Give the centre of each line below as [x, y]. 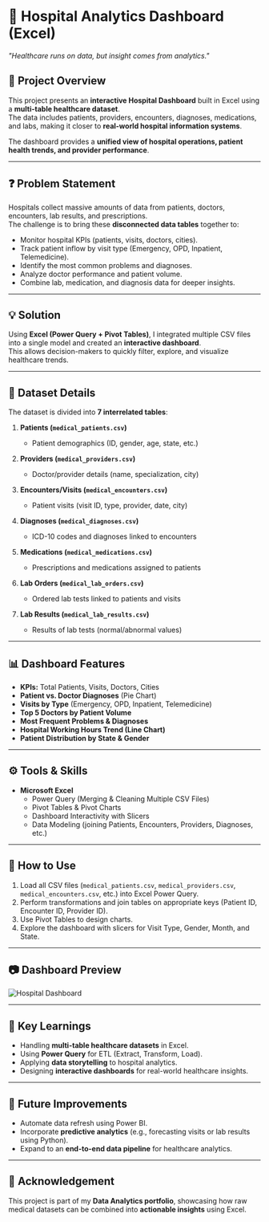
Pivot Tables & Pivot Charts [76, 807]
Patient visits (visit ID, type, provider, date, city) [110, 506]
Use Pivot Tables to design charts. [76, 919]
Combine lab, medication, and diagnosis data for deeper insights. [127, 282]
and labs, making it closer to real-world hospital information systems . [125, 126]
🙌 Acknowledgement [61, 1181]
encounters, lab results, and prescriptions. [78, 215]
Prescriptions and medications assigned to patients [116, 568]
